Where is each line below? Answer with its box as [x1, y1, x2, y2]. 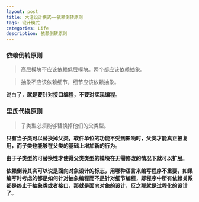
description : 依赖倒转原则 [6, 31, 68, 37]
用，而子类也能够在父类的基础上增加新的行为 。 [6, 142, 120, 149]
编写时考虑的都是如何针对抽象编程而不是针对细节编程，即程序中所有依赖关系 [6, 174, 193, 181]
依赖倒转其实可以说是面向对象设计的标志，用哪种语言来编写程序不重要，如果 [6, 167, 193, 174]
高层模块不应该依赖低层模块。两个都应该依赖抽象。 [20, 66, 146, 73]
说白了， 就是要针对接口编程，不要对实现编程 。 [6, 91, 120, 98]
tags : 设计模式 [6, 20, 40, 25]
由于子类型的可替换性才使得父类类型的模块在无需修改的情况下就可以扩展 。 [6, 155, 188, 162]
